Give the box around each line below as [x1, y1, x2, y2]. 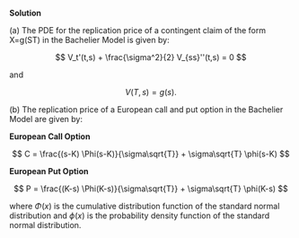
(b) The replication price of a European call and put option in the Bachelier [9, 104, 284, 115]
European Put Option [9, 166, 89, 176]
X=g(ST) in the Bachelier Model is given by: [9, 35, 170, 45]
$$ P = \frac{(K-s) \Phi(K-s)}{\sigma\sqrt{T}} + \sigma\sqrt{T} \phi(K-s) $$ [13, 183, 289, 194]
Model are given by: [9, 114, 84, 124]
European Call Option [9, 131, 91, 142]
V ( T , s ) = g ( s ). [125, 87, 177, 97]
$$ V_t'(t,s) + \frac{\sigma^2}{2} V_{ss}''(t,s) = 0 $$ [55, 52, 247, 62]
